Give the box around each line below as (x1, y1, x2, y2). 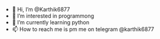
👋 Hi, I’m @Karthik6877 (12, 6, 70, 13)
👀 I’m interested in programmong (12, 12, 95, 19)
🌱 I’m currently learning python (12, 19, 90, 26)
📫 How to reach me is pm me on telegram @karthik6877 (12, 26, 155, 33)
